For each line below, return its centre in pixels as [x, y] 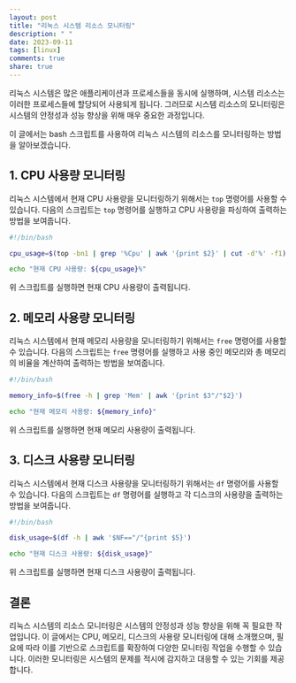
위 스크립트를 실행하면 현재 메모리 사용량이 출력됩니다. [102, 429]
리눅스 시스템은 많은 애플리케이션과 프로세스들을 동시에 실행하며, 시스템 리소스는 [147, 93]
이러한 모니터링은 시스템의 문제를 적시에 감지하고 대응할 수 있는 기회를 [148, 659]
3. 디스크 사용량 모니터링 [72, 460]
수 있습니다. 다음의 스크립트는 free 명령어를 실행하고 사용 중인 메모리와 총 [136, 352]
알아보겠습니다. [45, 145]
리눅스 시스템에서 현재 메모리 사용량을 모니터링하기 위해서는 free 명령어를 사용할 [148, 341]
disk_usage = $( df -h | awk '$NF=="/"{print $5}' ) [100, 538]
